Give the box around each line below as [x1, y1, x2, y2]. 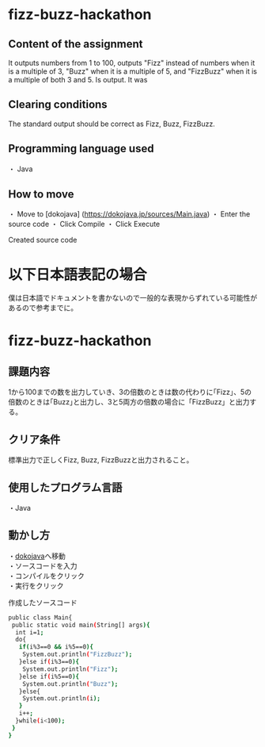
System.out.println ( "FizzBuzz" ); [22, 650, 133, 659]
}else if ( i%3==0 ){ [18, 658, 80, 666]
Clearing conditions [8, 98, 108, 112]
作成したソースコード [8, 597, 78, 607]
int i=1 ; [15, 628, 44, 636]
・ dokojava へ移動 [8, 551, 66, 561]
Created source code [8, 236, 78, 245]
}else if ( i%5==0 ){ [18, 672, 80, 680]
